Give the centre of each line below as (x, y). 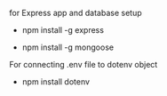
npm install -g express (63, 30)
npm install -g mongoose (68, 47)
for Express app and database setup (76, 13)
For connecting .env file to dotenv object (83, 64)
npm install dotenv (56, 82)
